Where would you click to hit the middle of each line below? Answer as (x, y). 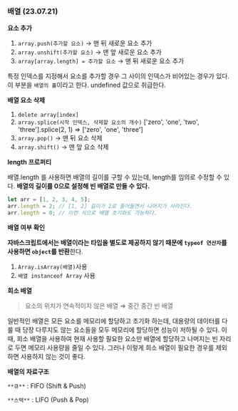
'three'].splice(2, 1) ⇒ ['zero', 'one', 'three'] (81, 130)
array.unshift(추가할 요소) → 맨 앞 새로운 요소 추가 (89, 52)
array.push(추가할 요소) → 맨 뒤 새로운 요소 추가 (85, 43)
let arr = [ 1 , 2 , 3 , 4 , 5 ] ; (49, 200)
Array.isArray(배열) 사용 (52, 266)
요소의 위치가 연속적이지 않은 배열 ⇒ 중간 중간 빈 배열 (99, 306)
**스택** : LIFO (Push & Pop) (48, 400)
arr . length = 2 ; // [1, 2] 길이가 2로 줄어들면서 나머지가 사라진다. (100, 207)
